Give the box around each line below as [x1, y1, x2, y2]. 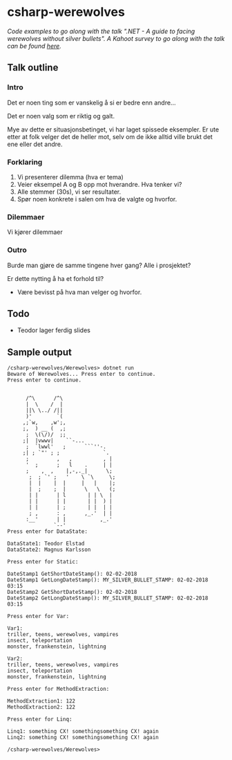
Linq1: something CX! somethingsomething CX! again [7, 728, 159, 735]
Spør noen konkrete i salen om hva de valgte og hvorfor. [17, 194, 177, 203]
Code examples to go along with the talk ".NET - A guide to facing [7, 27, 195, 35]
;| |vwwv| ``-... [22, 437, 85, 444]
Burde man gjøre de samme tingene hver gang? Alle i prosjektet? [7, 261, 191, 269]
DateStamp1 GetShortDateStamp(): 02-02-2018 [7, 570, 137, 578]
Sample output [7, 346, 72, 358]
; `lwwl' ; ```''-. [25, 444, 107, 451]
